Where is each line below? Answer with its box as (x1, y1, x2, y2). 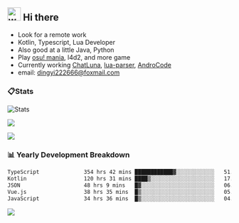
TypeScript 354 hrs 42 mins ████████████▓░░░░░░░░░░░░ (7, 168, 215, 176)
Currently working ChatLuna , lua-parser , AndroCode (17, 60, 172, 69)
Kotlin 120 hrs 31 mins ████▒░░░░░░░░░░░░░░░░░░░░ (7, 175, 215, 183)
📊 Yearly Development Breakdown (7, 150, 130, 160)
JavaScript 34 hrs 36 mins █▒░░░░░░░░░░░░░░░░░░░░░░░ (7, 195, 215, 202)
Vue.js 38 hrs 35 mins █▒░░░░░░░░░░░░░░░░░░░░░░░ (7, 189, 215, 196)
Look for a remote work (17, 30, 87, 39)
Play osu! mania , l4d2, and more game (17, 53, 131, 61)
